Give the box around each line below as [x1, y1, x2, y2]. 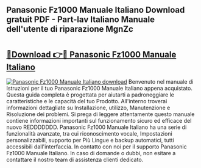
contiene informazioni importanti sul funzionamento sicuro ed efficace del [6, 117, 192, 124]
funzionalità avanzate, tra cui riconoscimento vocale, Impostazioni [6, 130, 172, 137]
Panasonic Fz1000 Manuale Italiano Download [6, 5, 185, 15]
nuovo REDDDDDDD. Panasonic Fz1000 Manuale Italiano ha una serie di [6, 123, 187, 131]
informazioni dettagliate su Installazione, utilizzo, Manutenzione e [6, 104, 171, 111]
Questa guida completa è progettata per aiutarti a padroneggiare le [6, 91, 175, 98]
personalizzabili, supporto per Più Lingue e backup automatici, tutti [6, 137, 175, 144]
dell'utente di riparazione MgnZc [6, 24, 134, 34]
